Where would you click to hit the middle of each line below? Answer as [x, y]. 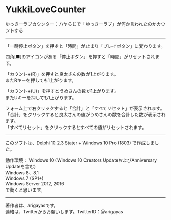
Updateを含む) [21, 166]
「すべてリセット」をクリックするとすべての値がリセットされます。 [76, 127]
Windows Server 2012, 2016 [35, 183]
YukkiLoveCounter [46, 9]
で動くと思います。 [25, 190]
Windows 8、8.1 [22, 172]
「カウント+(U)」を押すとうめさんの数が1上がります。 [62, 91]
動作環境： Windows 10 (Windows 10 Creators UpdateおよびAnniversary [81, 160]
